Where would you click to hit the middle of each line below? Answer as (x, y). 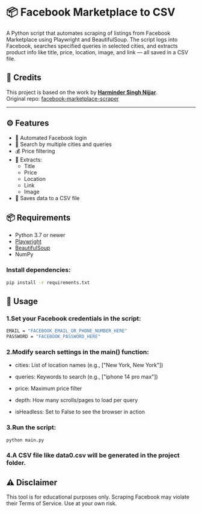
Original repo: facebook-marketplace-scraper (63, 98)
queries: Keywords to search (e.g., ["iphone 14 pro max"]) (86, 377)
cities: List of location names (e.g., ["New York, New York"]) (89, 365)
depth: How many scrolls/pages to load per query (76, 400)
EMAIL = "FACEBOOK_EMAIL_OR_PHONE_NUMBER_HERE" (67, 331)
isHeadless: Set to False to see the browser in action (80, 412)
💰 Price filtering (35, 151)
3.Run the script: (31, 427)
